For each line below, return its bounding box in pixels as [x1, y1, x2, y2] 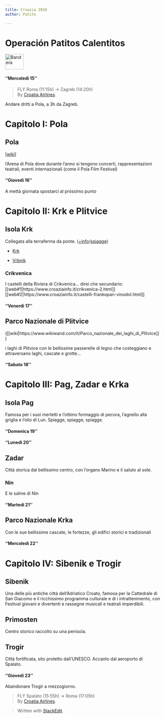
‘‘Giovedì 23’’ [5, 673, 33, 678]
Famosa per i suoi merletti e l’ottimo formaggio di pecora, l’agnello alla [5, 412, 147, 418]
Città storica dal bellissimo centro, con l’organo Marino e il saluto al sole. [5, 467, 152, 473]
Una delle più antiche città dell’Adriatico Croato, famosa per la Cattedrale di [5, 591, 158, 596]
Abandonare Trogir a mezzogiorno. [5, 683, 76, 689]
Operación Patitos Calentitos [5, 38, 126, 48]
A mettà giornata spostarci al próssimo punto [5, 188, 97, 194]
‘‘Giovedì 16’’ [5, 177, 33, 183]
